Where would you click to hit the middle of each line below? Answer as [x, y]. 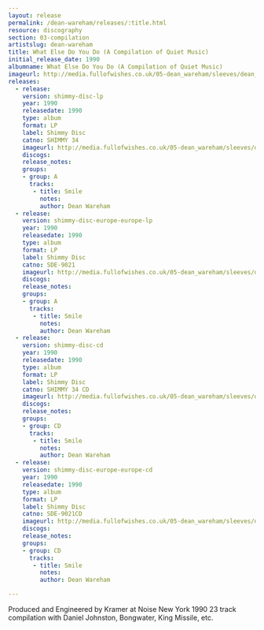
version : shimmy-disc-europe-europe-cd [88, 470]
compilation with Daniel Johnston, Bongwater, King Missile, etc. [111, 617]
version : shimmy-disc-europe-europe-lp [88, 221]
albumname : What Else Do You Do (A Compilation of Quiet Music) [115, 67]
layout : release [35, 15]
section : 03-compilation [49, 37]
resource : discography [45, 30]
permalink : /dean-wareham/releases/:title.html [88, 23]
